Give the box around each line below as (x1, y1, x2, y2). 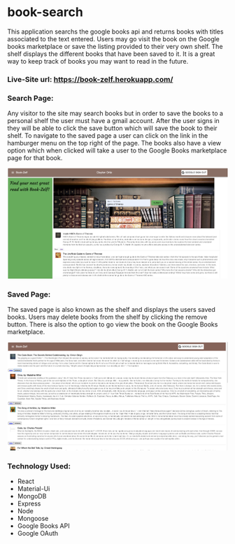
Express (17, 499, 41, 508)
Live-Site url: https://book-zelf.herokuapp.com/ (7, 74, 173, 84)
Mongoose (17, 515, 49, 523)
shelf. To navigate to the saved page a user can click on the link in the (7, 131, 208, 140)
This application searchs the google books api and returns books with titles (7, 27, 224, 36)
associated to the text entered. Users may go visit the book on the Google (7, 34, 220, 43)
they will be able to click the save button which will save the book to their (7, 124, 218, 133)
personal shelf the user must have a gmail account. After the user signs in (7, 117, 220, 125)
